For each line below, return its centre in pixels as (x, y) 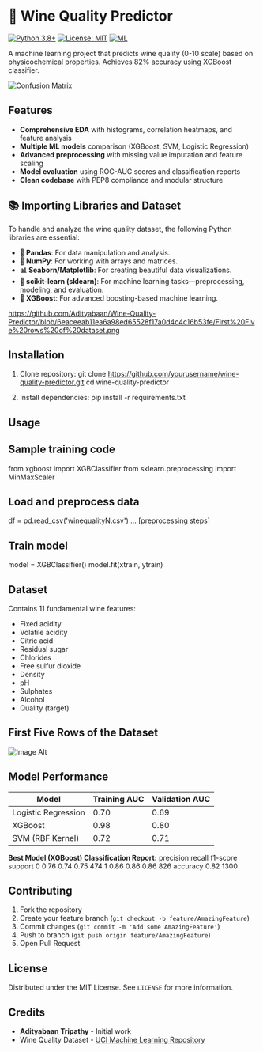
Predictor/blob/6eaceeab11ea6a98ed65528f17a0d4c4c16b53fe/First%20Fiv (131, 322)
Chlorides (36, 658)
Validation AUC (181, 799)
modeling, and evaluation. (62, 289)
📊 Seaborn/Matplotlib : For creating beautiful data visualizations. (126, 270)
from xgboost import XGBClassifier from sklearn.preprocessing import (122, 468)
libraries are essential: (44, 237)
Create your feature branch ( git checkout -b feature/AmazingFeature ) (135, 918)
